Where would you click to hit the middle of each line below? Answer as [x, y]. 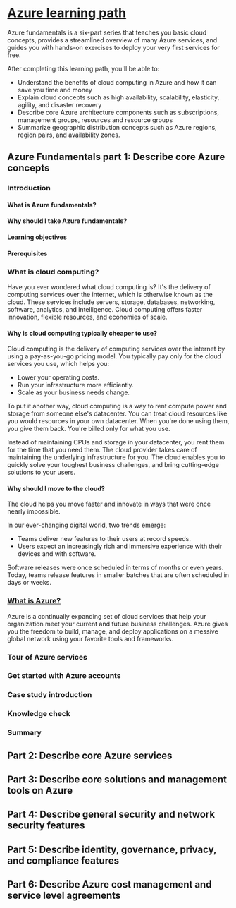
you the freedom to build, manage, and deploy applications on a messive [113, 631]
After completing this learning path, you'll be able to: [83, 68]
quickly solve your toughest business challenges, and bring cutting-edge [113, 465]
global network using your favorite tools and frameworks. [91, 638]
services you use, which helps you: [58, 364]
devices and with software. [57, 554]
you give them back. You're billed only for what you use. [89, 429]
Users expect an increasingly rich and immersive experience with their [120, 546]
